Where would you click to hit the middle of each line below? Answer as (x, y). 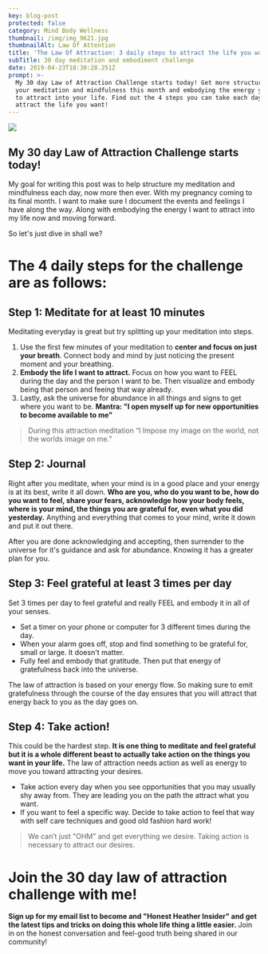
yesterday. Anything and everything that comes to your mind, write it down (132, 517)
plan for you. (29, 558)
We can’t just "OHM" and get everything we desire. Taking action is (138, 836)
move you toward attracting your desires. (76, 772)
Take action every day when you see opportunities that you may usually (138, 787)
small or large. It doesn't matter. (72, 652)
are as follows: (58, 283)
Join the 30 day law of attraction (118, 877)
